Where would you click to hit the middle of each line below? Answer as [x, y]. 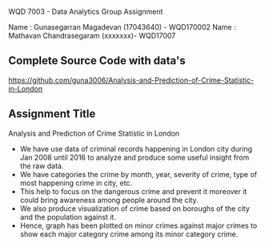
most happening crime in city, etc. [76, 183]
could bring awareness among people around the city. [109, 200]
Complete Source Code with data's [97, 61]
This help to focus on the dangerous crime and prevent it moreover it [133, 191]
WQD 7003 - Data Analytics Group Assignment [86, 12]
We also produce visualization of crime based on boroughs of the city [135, 209]
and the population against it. [68, 217]
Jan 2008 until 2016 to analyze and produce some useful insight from [135, 157]
